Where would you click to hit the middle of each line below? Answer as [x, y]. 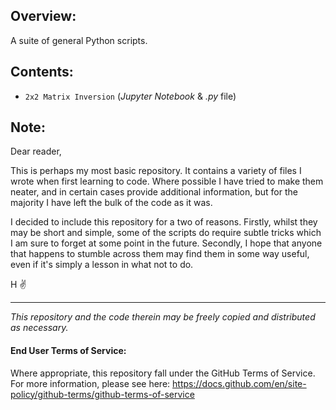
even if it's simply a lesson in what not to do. [102, 265]
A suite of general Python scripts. [79, 40]
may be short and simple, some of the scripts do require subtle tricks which [166, 233]
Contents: [42, 72]
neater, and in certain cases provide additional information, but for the [154, 192]
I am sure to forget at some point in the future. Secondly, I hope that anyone [166, 243]
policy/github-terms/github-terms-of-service [102, 394]
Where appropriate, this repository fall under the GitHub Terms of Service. [163, 373]
